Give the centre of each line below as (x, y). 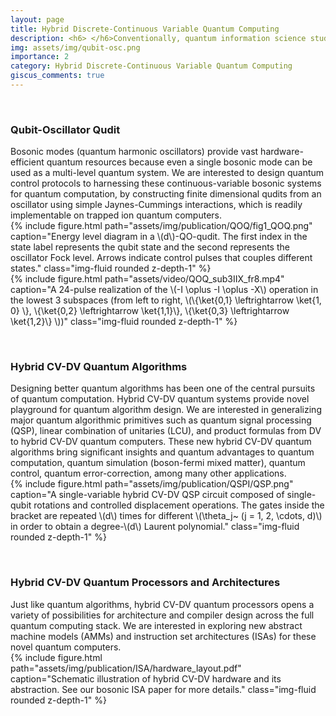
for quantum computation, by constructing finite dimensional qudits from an (166, 194)
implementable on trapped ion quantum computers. (116, 215)
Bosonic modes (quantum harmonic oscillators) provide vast (134, 152)
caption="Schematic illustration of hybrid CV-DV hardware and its (146, 678)
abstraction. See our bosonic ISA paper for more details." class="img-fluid (163, 689)
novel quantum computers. (66, 647)
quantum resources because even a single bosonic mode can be (179, 162)
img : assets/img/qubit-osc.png (75, 47)
